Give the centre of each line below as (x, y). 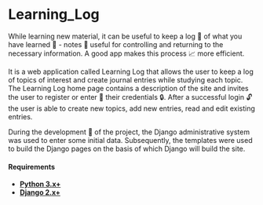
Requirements (32, 167)
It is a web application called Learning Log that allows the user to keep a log (131, 71)
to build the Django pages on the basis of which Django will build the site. (127, 148)
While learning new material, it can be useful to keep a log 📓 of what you (125, 36)
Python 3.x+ (40, 184)
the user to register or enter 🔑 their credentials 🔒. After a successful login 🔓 (130, 97)
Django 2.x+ (40, 192)
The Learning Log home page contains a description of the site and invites (128, 88)
